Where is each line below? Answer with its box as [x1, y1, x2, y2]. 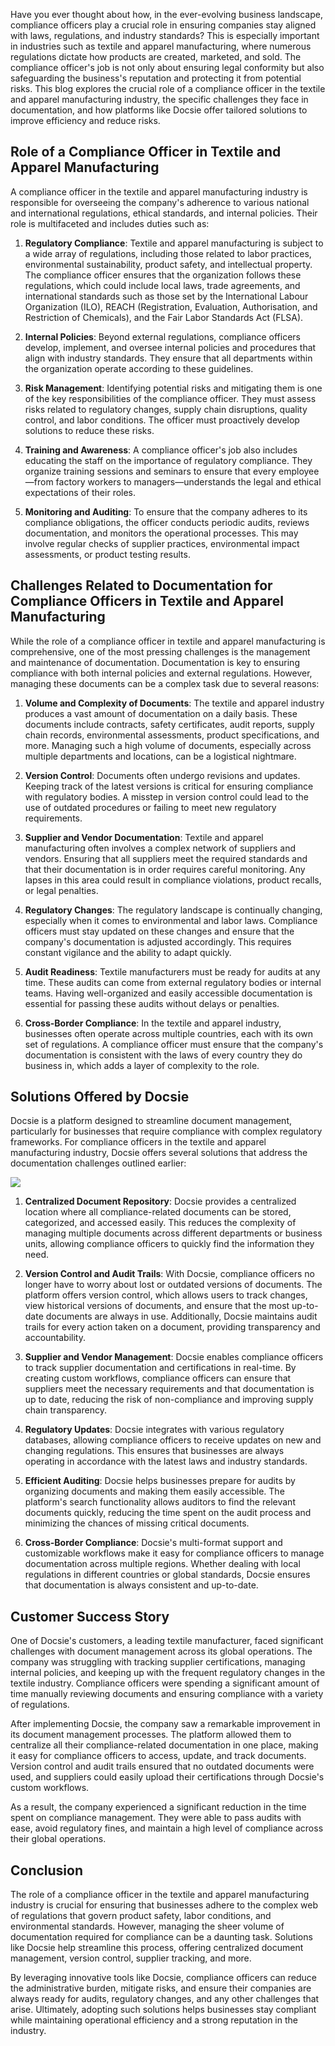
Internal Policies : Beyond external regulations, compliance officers [24, 330, 301, 343]
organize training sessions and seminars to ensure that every [24, 465, 277, 477]
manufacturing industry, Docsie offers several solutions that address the [10, 1147, 308, 1159]
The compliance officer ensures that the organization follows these [24, 269, 302, 281]
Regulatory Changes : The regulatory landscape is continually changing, [24, 904, 323, 916]
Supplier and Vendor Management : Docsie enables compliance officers [24, 1351, 324, 1363]
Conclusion [10, 1862, 84, 1879]
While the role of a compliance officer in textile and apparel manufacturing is [10, 635, 326, 647]
